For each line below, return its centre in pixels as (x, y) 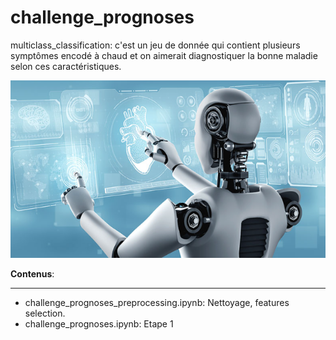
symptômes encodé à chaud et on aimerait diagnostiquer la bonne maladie (164, 55)
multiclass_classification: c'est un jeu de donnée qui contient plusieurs (155, 45)
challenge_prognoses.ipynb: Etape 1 (99, 323)
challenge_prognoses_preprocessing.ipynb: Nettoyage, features (157, 302)
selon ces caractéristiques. (66, 66)
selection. (45, 313)
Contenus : (32, 273)
